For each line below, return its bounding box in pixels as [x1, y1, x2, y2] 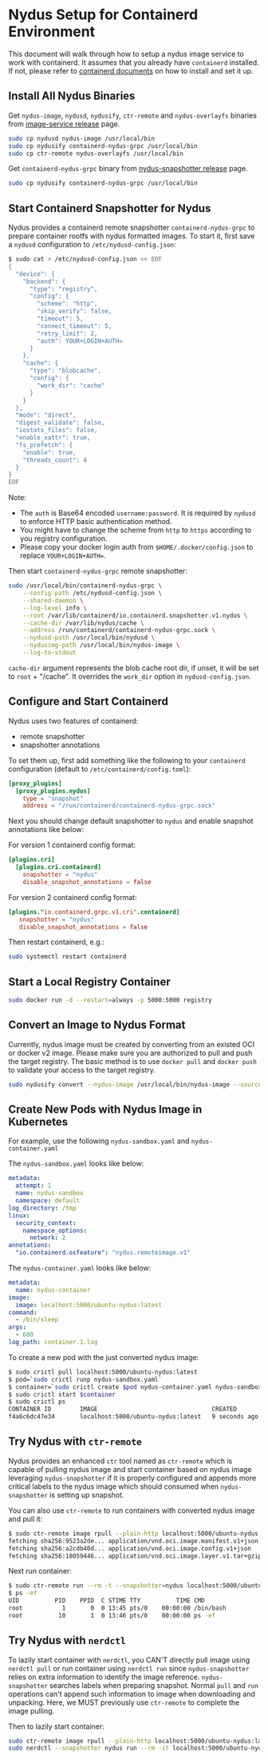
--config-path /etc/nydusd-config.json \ [22, 590, 162, 598]
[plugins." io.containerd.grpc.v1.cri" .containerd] [8, 908, 180, 916]
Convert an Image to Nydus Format [8, 1018, 186, 1032]
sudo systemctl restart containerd [8, 953, 127, 961]
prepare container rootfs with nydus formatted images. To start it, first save [8, 231, 255, 241]
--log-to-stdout [22, 649, 77, 657]
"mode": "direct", [15, 411, 77, 419]
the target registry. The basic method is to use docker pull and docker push [8, 1056, 257, 1066]
